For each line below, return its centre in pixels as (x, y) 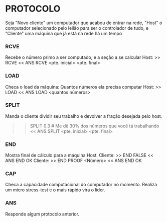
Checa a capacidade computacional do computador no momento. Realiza (81, 185)
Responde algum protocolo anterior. (42, 214)
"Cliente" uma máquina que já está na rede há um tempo (64, 33)
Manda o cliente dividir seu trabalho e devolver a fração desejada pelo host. (84, 116)
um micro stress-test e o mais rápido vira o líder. (55, 190)
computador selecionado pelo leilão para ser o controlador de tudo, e (77, 28)
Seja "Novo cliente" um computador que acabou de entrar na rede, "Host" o (84, 23)
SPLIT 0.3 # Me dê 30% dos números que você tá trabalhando (95, 126)
